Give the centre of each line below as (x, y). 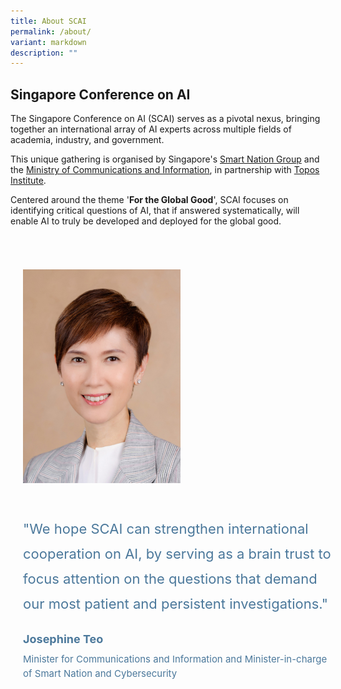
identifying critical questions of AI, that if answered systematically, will (155, 211)
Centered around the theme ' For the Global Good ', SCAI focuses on (149, 200)
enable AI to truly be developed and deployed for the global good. (146, 221)
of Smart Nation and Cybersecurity (100, 673)
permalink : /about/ (51, 31)
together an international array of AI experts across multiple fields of (151, 129)
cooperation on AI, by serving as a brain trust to (177, 553)
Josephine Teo (63, 638)
